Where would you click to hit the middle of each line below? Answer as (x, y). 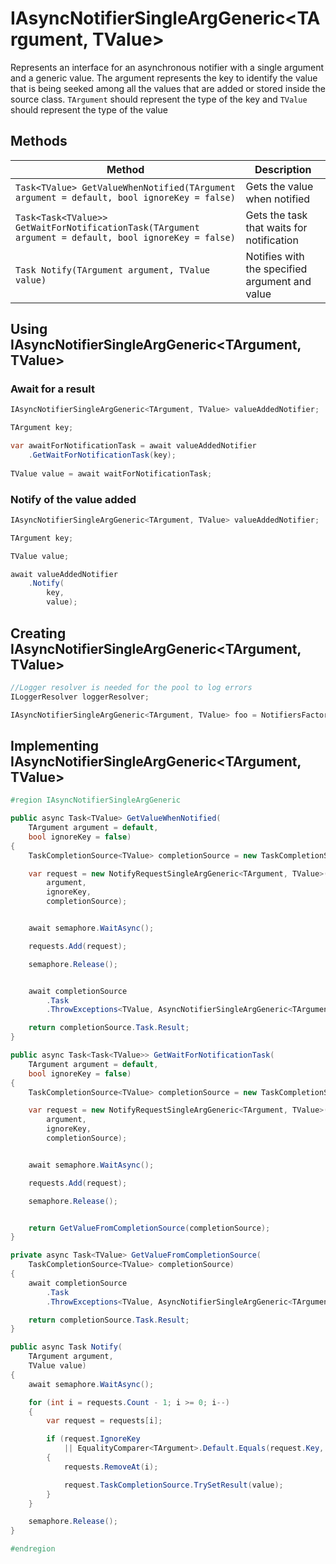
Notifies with (275, 256)
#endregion (33, 1549)
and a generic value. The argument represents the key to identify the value (164, 78)
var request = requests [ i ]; (104, 1421)
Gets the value (279, 186)
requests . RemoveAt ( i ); (111, 1467)
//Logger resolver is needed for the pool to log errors (131, 687)
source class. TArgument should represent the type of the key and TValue (159, 99)
